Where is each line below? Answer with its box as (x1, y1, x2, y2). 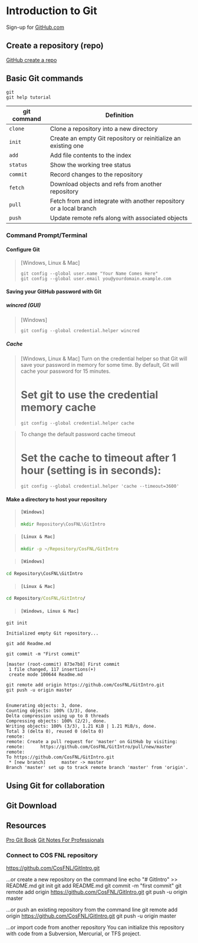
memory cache (20, 401, 96, 414)
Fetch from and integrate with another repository (49, 196, 184, 205)
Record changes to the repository (49, 170, 143, 178)
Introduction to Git (6, 4, 97, 18)
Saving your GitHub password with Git (6, 288, 102, 295)
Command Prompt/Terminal (6, 231, 87, 239)
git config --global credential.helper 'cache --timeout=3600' (20, 484, 180, 489)
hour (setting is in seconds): (20, 464, 161, 477)
